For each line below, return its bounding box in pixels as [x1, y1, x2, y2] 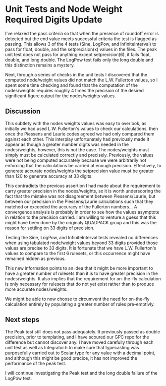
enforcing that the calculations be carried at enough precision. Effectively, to [5, 162, 162, 168]
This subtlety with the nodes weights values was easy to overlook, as [5, 120, 147, 126]
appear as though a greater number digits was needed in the [5, 141, 129, 147]
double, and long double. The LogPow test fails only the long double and [5, 57, 154, 63]
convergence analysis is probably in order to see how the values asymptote [5, 209, 160, 215]
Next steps [5, 316, 40, 324]
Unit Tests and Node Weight [5, 3, 123, 15]
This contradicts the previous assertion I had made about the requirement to [5, 183, 161, 189]
